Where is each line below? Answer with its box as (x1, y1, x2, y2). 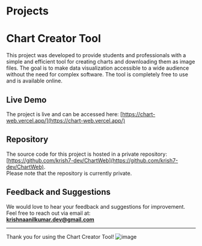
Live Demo (6, 94, 47, 105)
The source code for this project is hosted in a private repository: (6, 150, 167, 158)
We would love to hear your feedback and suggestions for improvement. (6, 203, 185, 210)
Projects (6, 4, 49, 18)
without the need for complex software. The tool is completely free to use (6, 71, 188, 78)
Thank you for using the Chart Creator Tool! (6, 233, 114, 240)
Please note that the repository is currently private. (6, 170, 132, 177)
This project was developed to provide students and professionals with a (6, 52, 186, 59)
